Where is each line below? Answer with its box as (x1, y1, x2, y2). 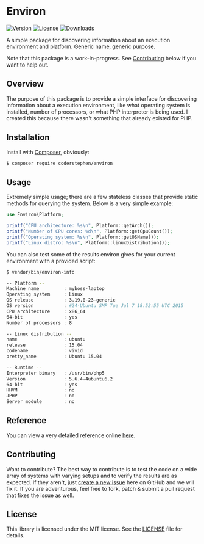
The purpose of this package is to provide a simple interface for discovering (6, 95, 197, 102)
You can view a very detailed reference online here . (6, 432, 136, 439)
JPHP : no (6, 393, 75, 399)
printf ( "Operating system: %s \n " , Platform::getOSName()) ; (6, 234, 160, 240)
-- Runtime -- (6, 364, 43, 371)
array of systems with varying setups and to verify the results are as (6, 472, 177, 479)
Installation (6, 132, 50, 143)
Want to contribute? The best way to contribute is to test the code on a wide (6, 465, 197, 473)
